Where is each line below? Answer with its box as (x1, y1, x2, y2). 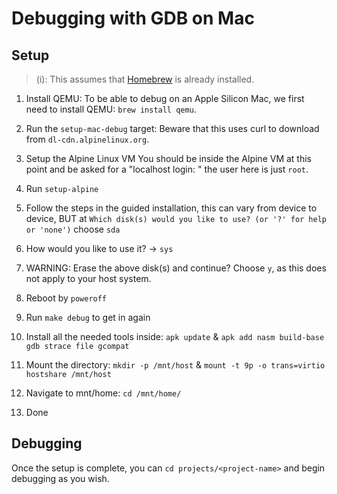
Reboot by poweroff (25, 292, 108, 304)
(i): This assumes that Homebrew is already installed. (35, 73, 255, 85)
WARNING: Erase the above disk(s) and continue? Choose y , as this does (25, 262, 327, 274)
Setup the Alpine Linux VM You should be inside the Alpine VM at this (25, 153, 312, 164)
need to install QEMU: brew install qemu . (25, 103, 197, 115)
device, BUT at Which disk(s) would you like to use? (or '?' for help (25, 213, 328, 224)
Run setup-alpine (25, 183, 99, 194)
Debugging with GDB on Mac (11, 7, 255, 30)
